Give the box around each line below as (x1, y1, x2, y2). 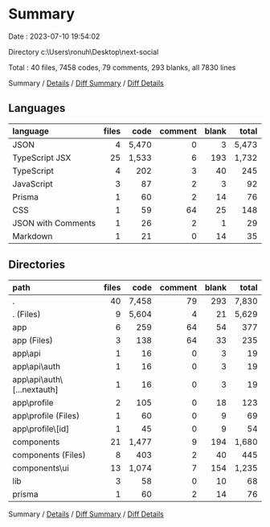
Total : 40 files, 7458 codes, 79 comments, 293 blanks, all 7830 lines (8, 62, 236, 72)
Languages (8, 101, 66, 115)
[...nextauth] (12, 384, 59, 395)
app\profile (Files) (12, 410, 80, 421)
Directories (8, 258, 66, 272)
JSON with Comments (12, 217, 96, 229)
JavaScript (12, 178, 54, 189)
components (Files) (12, 449, 86, 460)
